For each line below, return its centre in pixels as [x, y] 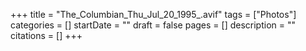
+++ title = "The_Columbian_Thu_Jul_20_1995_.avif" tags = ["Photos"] [153, 14]
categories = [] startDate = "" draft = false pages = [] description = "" [153, 25]
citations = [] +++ [46, 35]
